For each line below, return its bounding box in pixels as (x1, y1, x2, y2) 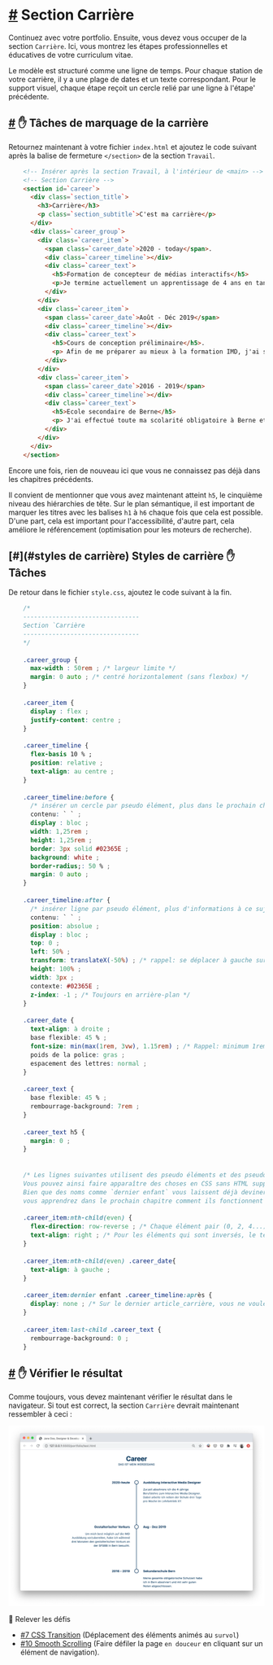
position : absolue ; (29, 922, 100, 930)
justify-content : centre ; (29, 716, 122, 724)
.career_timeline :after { (23, 896, 111, 905)
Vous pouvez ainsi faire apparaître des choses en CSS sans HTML (23, 1179, 249, 1188)
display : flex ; (29, 707, 89, 716)
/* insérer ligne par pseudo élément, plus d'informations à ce (29, 905, 253, 913)
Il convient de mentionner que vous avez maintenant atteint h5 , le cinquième (8, 490, 262, 500)
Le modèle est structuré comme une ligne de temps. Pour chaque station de (8, 65, 263, 75)
